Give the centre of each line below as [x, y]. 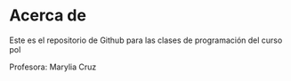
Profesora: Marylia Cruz [53, 67]
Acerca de [48, 16]
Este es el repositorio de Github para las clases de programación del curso [146, 40]
